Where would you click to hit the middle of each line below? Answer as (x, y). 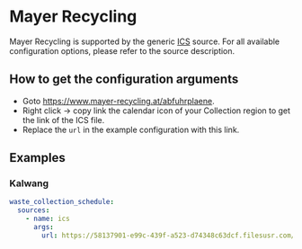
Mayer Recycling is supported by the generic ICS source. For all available (145, 41)
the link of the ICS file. (63, 120)
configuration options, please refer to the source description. (122, 50)
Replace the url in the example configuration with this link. (131, 129)
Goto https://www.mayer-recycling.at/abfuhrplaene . (118, 101)
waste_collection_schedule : (62, 202)
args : (43, 227)
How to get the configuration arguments (124, 80)
